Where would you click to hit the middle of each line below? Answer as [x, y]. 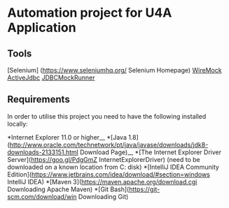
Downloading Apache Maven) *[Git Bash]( [68, 189]
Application [42, 28]
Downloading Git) [103, 196]
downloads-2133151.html [43, 152]
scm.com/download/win [42, 196]
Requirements [39, 99]
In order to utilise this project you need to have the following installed [107, 116]
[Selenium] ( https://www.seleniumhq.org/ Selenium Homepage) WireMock [114, 70]
